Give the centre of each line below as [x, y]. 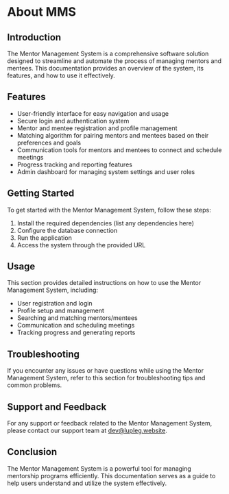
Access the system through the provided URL [81, 245]
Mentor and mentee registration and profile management [97, 128]
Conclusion [32, 452]
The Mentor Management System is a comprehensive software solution [108, 53]
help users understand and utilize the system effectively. [87, 483]
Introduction [34, 37]
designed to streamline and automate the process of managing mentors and [114, 61]
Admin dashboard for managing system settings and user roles [106, 171]
